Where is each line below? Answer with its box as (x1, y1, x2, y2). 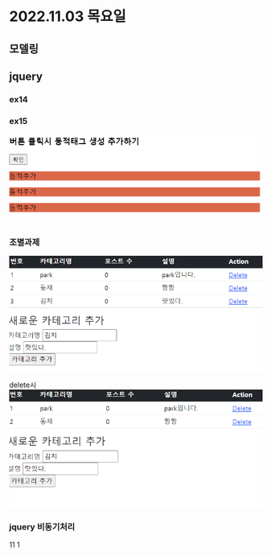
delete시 (9, 380, 37, 390)
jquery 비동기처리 (9, 521, 76, 533)
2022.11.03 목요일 (9, 7, 127, 26)
